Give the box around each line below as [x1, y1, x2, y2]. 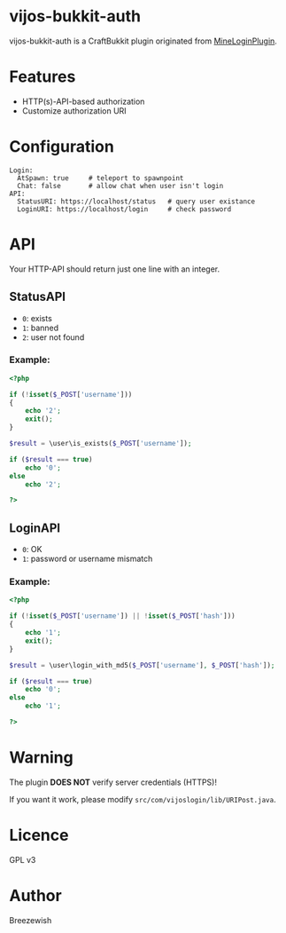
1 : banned [21, 322, 59, 333]
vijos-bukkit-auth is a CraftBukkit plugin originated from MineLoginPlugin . [9, 36, 277, 46]
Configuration [9, 137, 115, 157]
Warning [9, 747, 73, 768]
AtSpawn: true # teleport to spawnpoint [17, 173, 184, 183]
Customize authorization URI [21, 105, 127, 116]
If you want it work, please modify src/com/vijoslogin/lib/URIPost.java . [9, 794, 276, 804]
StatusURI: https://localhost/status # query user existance [17, 197, 255, 206]
